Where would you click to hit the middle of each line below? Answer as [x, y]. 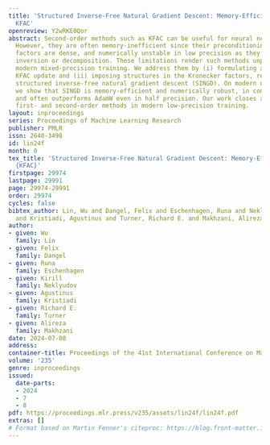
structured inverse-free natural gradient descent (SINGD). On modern [136, 83]
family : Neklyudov [47, 286]
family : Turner [41, 315]
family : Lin [36, 241]
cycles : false [32, 203]
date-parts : [36, 383]
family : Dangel [41, 256]
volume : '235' [32, 361]
